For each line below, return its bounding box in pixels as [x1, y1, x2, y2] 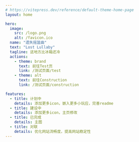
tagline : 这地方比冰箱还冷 [10, 49, 60, 55]
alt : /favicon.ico [14, 35, 53, 40]
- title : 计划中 [10, 96, 42, 101]
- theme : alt [14, 73, 42, 78]
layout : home [5, 12, 33, 17]
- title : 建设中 [10, 106, 42, 111]
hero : [5, 21, 17, 26]
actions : [10, 54, 28, 59]
